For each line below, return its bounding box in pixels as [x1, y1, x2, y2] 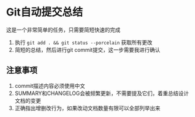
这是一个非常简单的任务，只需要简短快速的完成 [6, 26, 120, 33]
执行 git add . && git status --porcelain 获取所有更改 [14, 39, 153, 46]
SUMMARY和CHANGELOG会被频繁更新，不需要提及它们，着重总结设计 [14, 90, 189, 97]
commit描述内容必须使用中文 [14, 82, 85, 89]
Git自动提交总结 [6, 5, 83, 19]
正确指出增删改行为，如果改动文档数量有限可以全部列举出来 [14, 105, 161, 112]
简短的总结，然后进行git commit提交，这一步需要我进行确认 [14, 46, 161, 53]
